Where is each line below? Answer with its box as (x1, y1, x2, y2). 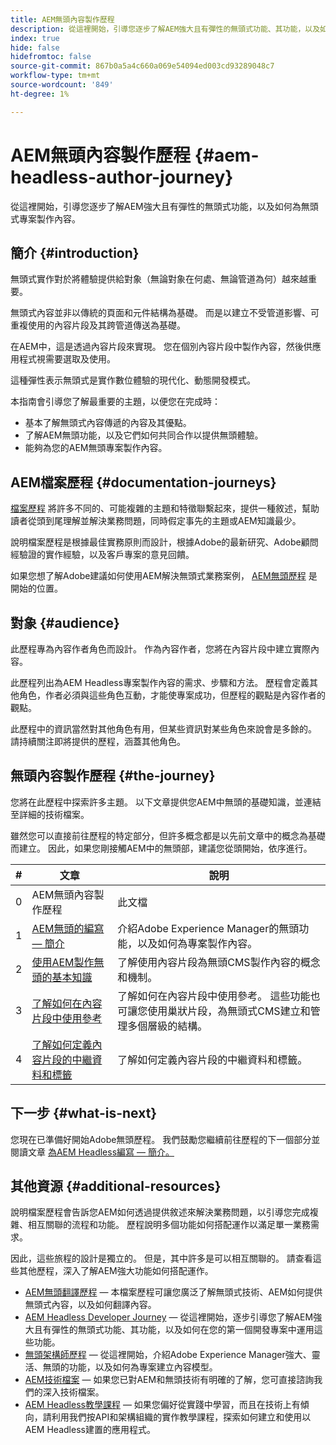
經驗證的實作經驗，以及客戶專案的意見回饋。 (10, 549, 195, 561)
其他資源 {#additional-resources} (10, 1178, 222, 1195)
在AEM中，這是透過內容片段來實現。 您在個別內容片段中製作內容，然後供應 (10, 341, 322, 353)
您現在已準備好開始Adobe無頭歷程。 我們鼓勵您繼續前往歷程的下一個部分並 (10, 1133, 321, 1145)
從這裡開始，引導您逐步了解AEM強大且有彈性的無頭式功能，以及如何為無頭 (10, 200, 319, 212)
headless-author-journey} (10, 166, 234, 188)
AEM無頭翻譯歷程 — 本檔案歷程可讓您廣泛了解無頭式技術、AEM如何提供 (24, 1286, 323, 1298)
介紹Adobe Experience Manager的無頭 (117, 921, 300, 935)
